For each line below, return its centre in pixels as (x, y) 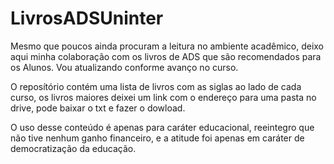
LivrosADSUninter (87, 18)
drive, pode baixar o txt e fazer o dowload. (98, 108)
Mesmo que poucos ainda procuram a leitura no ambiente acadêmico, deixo (167, 46)
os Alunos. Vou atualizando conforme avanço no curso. (124, 67)
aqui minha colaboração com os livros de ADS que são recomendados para (166, 56)
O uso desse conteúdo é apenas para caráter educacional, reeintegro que (162, 127)
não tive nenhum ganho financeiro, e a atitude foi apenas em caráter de (157, 138)
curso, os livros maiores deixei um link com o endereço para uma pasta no (163, 97)
